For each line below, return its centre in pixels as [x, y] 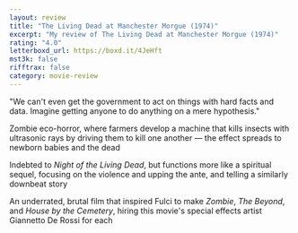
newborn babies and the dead [65, 147]
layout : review [38, 17]
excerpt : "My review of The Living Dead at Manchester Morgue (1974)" [144, 34]
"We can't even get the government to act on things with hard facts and [142, 101]
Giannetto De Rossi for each [61, 220]
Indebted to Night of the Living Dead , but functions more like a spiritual [140, 164]
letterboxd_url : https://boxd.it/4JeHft [86, 51]
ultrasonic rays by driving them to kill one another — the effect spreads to [145, 138]
